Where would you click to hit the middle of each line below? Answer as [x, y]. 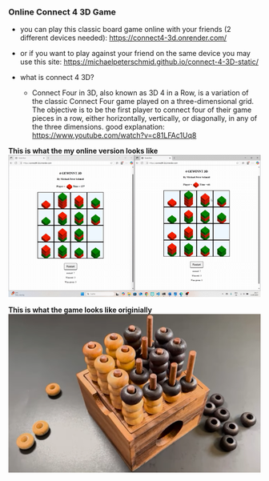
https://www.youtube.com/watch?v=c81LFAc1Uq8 [114, 135]
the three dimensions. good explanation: [98, 127]
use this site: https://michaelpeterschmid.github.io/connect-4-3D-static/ [139, 62]
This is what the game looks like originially [80, 310]
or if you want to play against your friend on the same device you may [135, 54]
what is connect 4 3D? [57, 78]
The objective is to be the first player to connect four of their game [142, 110]
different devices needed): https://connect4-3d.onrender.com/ [123, 38]
